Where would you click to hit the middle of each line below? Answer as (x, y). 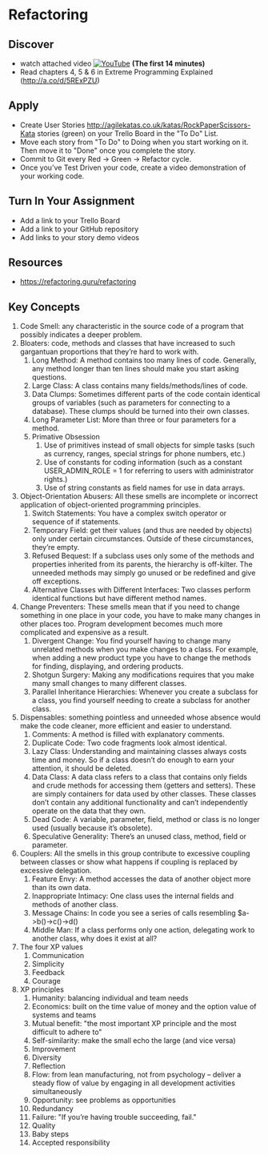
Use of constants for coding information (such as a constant (143, 463)
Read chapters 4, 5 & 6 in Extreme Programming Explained (116, 72)
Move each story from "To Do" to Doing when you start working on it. (134, 142)
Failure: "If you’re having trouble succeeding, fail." (114, 1117)
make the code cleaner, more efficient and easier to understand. (126, 726)
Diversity (46, 1057)
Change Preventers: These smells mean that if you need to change (130, 607)
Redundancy (52, 1109)
